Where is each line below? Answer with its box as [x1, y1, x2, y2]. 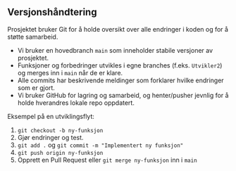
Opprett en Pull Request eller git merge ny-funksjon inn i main [17, 156, 197, 164]
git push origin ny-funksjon [17, 149, 104, 156]
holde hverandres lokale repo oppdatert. [17, 99, 135, 107]
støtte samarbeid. [7, 32, 58, 41]
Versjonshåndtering [7, 6, 97, 18]
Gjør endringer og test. [17, 133, 84, 141]
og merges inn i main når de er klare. [17, 68, 123, 77]
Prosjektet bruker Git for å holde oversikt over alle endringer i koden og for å [7, 25, 229, 33]
